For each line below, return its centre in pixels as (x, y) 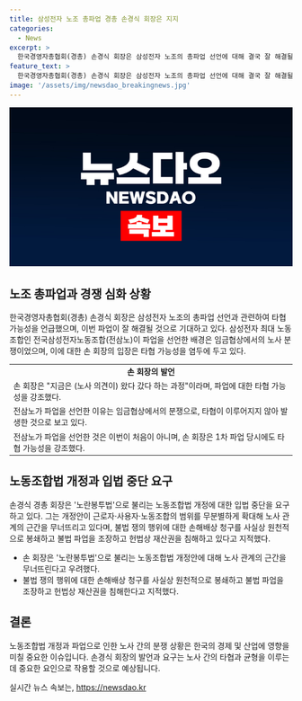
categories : (31, 28)
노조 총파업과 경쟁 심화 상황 (80, 293)
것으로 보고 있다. (58, 422)
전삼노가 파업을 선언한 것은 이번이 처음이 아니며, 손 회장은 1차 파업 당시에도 (144, 437)
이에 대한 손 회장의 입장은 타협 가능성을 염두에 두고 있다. (148, 351)
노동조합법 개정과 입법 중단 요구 (91, 481)
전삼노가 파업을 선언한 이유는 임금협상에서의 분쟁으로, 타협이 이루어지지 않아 (146, 411)
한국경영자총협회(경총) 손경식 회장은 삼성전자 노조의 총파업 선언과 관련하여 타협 (148, 317)
